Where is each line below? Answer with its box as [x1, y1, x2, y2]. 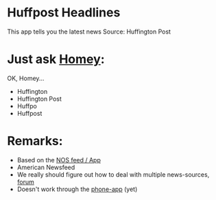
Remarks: [7, 134, 63, 149]
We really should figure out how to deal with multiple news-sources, [16, 170, 210, 179]
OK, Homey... [7, 74, 45, 82]
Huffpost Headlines [7, 5, 121, 21]
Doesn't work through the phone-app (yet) [16, 185, 138, 193]
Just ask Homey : [7, 51, 105, 67]
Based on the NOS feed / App [16, 155, 101, 164]
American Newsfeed [16, 163, 75, 171]
